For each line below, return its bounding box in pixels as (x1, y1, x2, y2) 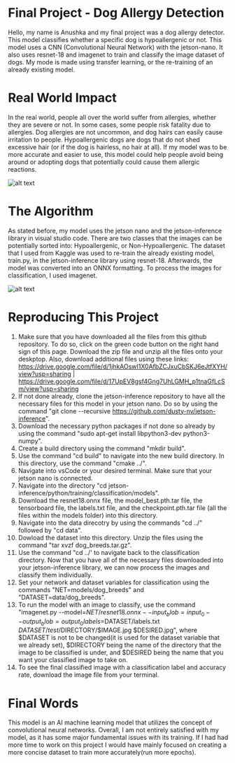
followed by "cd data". (17, 525, 83, 534)
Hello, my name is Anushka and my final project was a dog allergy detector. (8, 28, 225, 36)
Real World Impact (8, 90, 117, 106)
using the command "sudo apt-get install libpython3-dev (17, 429, 182, 437)
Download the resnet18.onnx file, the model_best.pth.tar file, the (17, 496, 203, 504)
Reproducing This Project (8, 310, 159, 325)
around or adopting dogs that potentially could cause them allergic (8, 158, 200, 166)
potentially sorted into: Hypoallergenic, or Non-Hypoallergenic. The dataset (8, 241, 226, 249)
